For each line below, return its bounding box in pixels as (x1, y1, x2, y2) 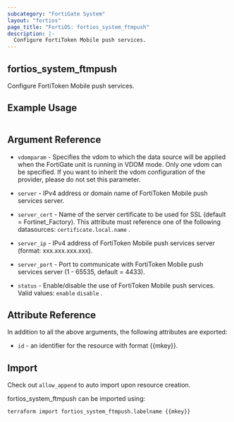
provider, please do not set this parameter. (17, 175, 141, 184)
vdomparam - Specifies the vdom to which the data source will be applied (17, 153, 226, 161)
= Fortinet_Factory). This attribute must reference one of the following (17, 217, 221, 226)
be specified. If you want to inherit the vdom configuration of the (17, 168, 206, 176)
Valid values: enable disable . (17, 288, 103, 297)
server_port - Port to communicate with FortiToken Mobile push (17, 259, 204, 269)
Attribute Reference (7, 309, 97, 321)
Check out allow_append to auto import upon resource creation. (7, 381, 191, 389)
